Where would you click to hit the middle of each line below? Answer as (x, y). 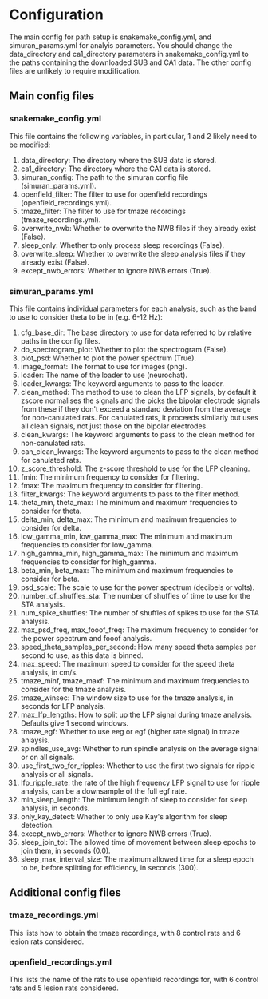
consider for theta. (51, 511)
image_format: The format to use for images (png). (104, 366)
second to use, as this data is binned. (82, 655)
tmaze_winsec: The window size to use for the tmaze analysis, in (127, 698)
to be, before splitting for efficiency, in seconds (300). (109, 867)
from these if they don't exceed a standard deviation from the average (136, 408)
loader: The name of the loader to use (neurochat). (104, 375)
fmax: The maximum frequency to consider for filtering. (112, 485)
